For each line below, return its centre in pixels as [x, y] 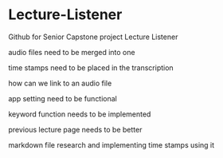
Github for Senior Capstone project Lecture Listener [93, 37]
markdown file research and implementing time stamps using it [111, 144]
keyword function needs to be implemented [80, 114]
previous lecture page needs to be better [75, 129]
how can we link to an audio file [60, 83]
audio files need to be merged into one [72, 52]
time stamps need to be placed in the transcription [91, 67]
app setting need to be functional [63, 98]
